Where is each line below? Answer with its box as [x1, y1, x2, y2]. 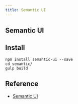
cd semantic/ [5, 61, 33, 66]
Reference [5, 80, 39, 88]
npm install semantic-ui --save [5, 57, 73, 62]
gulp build [5, 65, 28, 71]
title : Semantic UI [5, 7, 46, 13]
